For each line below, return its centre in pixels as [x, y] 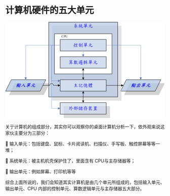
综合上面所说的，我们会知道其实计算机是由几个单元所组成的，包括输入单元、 [85, 182]
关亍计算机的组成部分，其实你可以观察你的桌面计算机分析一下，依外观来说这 [85, 126]
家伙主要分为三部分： [27, 133]
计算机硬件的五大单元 [50, 10]
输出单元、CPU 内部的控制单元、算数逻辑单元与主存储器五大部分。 [75, 188]
